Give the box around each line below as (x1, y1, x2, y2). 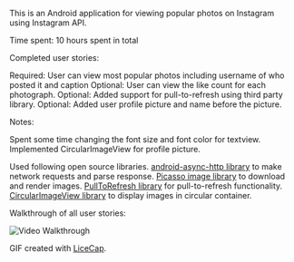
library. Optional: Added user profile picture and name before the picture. (9, 99, 283, 110)
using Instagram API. (9, 17, 88, 28)
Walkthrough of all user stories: (9, 208, 127, 218)
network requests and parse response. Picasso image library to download (9, 171, 286, 181)
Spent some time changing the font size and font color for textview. (9, 134, 261, 144)
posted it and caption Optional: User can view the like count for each (9, 80, 266, 90)
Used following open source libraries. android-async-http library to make (9, 161, 283, 171)
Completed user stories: (9, 53, 100, 63)
